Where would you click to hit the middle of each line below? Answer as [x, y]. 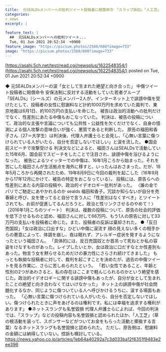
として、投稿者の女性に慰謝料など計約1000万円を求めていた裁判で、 [83, 104]
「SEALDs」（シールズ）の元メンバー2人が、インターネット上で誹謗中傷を [81, 98]
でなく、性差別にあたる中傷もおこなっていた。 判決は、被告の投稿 [73, 117]
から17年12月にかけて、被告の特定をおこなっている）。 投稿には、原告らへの [82, 179]
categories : [17, 14]
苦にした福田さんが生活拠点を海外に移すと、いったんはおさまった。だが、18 [83, 166]
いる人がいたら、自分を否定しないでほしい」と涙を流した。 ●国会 [89, 142]
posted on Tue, [144, 70]
